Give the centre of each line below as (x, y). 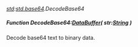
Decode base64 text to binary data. (51, 37)
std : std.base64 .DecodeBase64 (45, 9)
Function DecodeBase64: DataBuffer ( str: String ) (69, 22)
